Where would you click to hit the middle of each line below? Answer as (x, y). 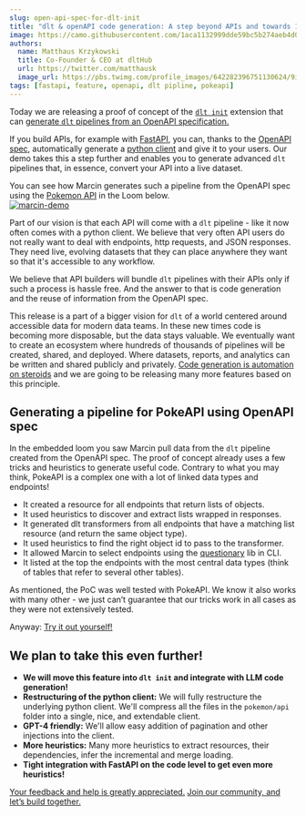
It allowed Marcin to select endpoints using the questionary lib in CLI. (152, 553)
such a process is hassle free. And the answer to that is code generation (145, 289)
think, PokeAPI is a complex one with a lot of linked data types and (134, 477)
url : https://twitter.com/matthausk (87, 69)
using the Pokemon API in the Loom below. (90, 195)
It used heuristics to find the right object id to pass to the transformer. (153, 544)
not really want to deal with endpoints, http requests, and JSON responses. (150, 241)
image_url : (38, 77)
